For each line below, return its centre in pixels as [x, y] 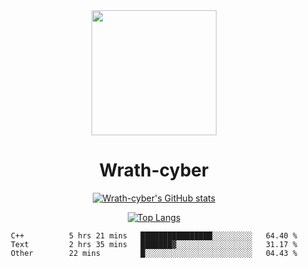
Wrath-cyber [154, 170]
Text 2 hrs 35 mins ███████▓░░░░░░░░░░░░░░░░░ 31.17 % [154, 244]
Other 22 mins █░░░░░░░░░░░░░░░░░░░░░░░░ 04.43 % [154, 253]
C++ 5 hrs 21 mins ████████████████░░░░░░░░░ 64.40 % [154, 235]
